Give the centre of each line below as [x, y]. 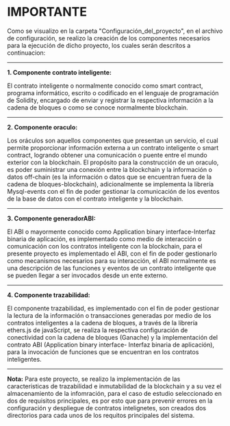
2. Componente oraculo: [42, 127]
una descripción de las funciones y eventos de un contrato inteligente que [112, 268]
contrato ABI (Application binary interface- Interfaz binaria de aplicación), [111, 344]
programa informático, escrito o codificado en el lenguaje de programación [113, 92]
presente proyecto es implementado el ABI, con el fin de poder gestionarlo [112, 253]
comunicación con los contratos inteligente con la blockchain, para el [105, 246]
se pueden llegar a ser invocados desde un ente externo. [88, 275]
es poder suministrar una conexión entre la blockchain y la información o [110, 169]
